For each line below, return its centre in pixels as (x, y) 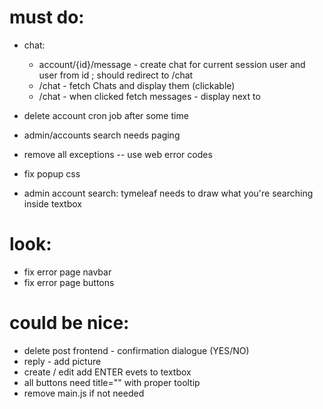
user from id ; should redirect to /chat (116, 75)
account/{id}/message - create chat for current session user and (172, 64)
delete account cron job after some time (106, 115)
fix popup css (52, 173)
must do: (47, 17)
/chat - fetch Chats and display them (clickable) (137, 85)
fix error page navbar (67, 272)
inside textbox (52, 203)
